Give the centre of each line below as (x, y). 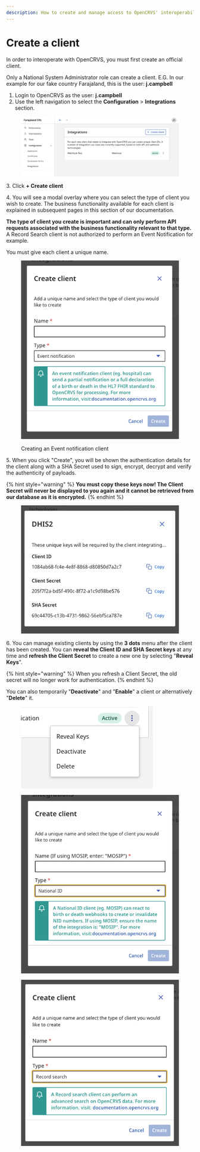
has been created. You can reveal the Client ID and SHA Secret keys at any (99, 649)
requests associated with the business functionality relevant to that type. (99, 228)
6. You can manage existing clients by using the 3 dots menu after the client (99, 643)
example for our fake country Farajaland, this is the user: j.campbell (89, 83)
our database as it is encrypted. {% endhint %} (65, 497)
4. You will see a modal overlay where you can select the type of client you (98, 197)
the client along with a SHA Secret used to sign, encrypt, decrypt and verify (99, 467)
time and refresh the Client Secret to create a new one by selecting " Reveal (100, 656)
